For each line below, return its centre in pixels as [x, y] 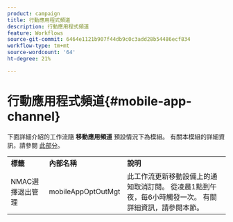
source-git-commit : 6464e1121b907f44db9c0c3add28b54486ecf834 [99, 40]
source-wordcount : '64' [42, 53]
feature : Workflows [35, 33]
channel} [34, 116]
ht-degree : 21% [29, 59]
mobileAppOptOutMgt [85, 191]
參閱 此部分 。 [44, 145]
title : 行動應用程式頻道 [39, 20]
